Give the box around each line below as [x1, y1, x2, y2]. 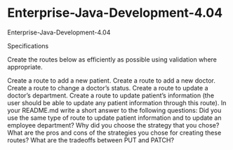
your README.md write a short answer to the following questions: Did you [7, 106, 222, 114]
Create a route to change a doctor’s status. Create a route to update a [7, 83, 208, 92]
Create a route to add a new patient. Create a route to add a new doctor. [7, 76, 215, 85]
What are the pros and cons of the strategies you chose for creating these [7, 128, 222, 137]
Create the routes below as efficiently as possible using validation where [7, 55, 218, 64]
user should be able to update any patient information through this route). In [7, 98, 227, 107]
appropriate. [7, 62, 44, 71]
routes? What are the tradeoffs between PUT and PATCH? [7, 135, 174, 144]
